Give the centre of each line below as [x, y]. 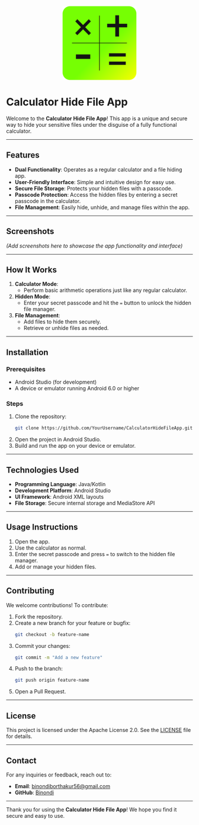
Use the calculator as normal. [51, 548]
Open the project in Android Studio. [58, 439]
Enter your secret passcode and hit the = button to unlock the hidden [107, 303]
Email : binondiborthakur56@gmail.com [62, 786]
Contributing [30, 591]
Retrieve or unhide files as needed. [66, 328]
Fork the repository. [39, 617]
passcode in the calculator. [48, 201]
